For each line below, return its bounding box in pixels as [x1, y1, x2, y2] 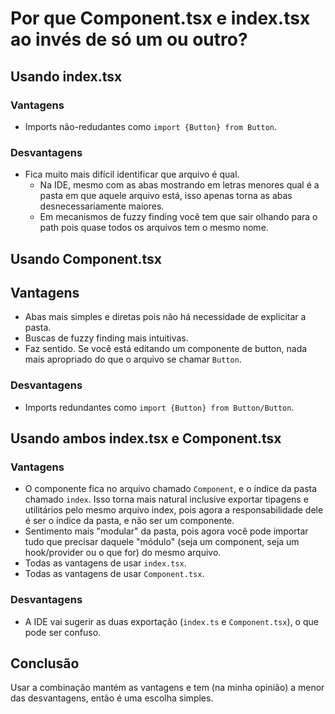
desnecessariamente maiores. [39, 200, 165, 212]
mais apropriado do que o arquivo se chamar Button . [24, 353, 242, 366]
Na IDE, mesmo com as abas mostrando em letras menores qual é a [39, 179, 320, 191]
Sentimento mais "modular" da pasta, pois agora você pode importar [24, 525, 309, 537]
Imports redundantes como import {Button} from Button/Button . [24, 401, 295, 413]
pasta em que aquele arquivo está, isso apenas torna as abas [39, 190, 293, 202]
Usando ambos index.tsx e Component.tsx [10, 430, 282, 447]
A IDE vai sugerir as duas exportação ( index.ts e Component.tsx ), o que [24, 615, 319, 627]
